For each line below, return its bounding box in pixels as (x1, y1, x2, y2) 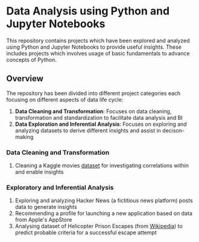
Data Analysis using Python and (6, 4, 170, 18)
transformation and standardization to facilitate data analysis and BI (14, 114, 183, 121)
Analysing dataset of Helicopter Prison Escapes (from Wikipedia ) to (14, 223, 183, 230)
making (14, 133, 34, 140)
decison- (162, 126, 185, 134)
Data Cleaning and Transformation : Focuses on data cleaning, (14, 107, 172, 115)
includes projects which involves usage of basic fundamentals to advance (6, 49, 190, 57)
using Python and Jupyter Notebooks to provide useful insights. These (6, 43, 182, 51)
